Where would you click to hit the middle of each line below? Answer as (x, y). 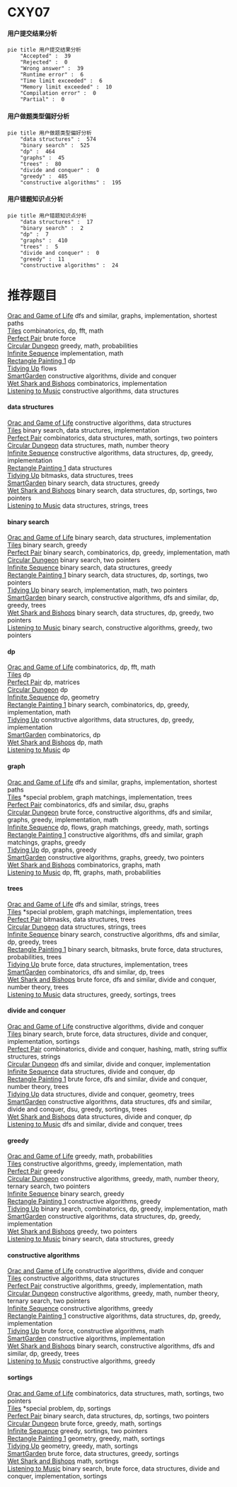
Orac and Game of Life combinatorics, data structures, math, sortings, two (116, 1393)
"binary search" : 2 (52, 228)
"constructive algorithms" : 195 (71, 182)
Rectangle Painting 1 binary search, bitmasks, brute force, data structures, (115, 949)
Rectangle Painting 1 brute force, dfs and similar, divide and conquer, (107, 1079)
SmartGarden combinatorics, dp (54, 735)
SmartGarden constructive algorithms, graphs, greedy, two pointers (106, 857)
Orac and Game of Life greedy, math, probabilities (80, 1156)
